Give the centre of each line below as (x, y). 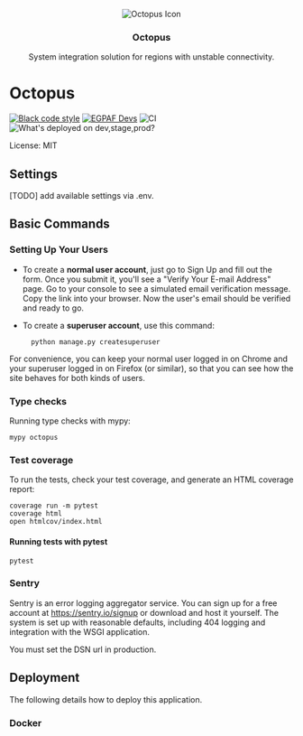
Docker (26, 722)
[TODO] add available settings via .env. (82, 196)
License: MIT (33, 145)
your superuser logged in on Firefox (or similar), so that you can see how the (151, 368)
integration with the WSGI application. (80, 631)
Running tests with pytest (59, 541)
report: (22, 489)
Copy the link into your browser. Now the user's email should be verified (156, 298)
